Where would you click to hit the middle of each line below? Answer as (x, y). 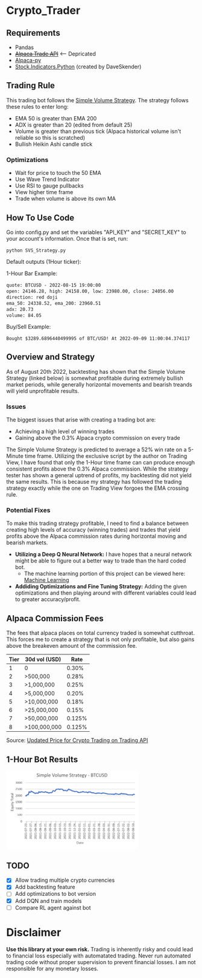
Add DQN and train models (48, 901)
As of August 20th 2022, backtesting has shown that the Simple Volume (96, 371)
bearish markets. (27, 543)
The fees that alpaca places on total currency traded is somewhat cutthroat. (100, 633)
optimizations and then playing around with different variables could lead (106, 593)
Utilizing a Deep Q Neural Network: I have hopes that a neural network (103, 555)
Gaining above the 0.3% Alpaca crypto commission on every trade (97, 438)
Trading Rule (31, 86)
